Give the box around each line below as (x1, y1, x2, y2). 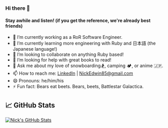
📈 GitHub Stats (5, 101, 55, 110)
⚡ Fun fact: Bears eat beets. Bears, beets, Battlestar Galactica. (12, 83, 144, 90)
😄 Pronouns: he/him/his (12, 78, 64, 84)
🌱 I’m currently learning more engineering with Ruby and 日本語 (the (12, 40, 156, 47)
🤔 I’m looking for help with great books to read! (12, 57, 111, 63)
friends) (5, 23, 23, 29)
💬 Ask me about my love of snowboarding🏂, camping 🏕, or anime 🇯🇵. (12, 62, 163, 69)
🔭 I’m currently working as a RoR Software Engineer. (12, 34, 123, 40)
